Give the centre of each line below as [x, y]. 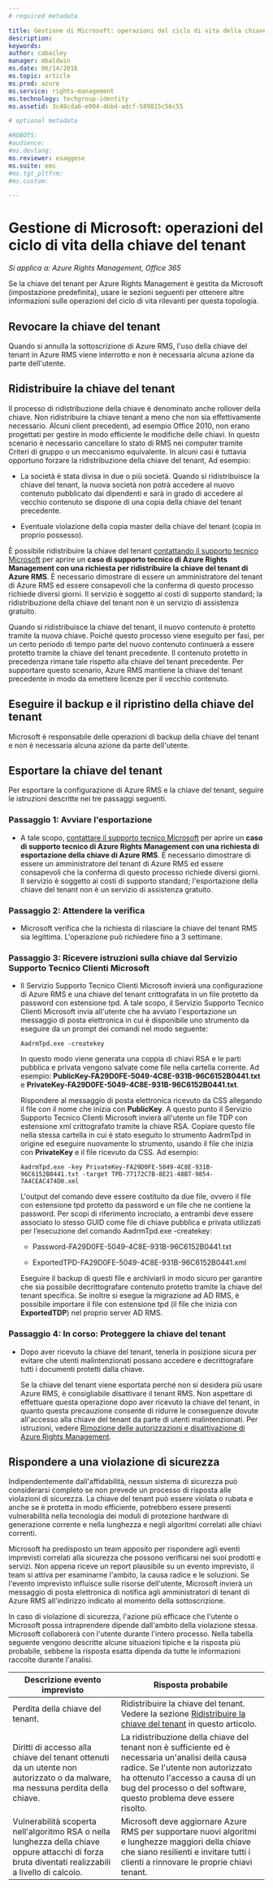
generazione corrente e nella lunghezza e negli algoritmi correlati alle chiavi [135, 1525]
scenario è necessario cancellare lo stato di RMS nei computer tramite [126, 443]
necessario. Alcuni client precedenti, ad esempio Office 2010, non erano [129, 425]
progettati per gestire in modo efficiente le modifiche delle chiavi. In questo [134, 434]
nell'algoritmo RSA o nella [62, 1832]
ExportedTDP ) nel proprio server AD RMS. [91, 1313]
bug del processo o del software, [184, 1788]
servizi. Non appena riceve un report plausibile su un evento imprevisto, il [131, 1566]
